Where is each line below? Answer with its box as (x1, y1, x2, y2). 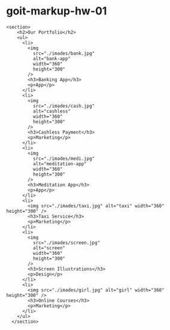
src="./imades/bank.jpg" (32, 50, 95, 57)
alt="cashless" (32, 108, 71, 114)
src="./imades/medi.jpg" (32, 155, 95, 162)
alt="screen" (32, 245, 66, 251)
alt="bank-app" (32, 55, 71, 61)
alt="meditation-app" (32, 160, 87, 167)
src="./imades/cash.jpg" (32, 103, 95, 109)
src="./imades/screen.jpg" (32, 239, 101, 246)
